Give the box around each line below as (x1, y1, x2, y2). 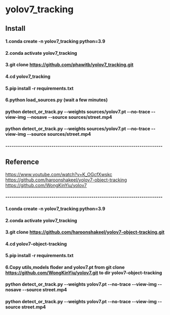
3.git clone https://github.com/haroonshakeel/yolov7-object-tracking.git (5, 229, 165, 235)
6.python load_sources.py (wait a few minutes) (5, 97, 108, 103)
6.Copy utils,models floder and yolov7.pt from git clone (5, 264, 125, 270)
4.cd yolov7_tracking (5, 73, 51, 79)
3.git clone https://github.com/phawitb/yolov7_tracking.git (5, 61, 134, 68)
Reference (5, 158, 39, 166)
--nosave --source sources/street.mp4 (27, 114, 113, 120)
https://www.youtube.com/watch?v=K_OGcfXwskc (5, 171, 113, 177)
